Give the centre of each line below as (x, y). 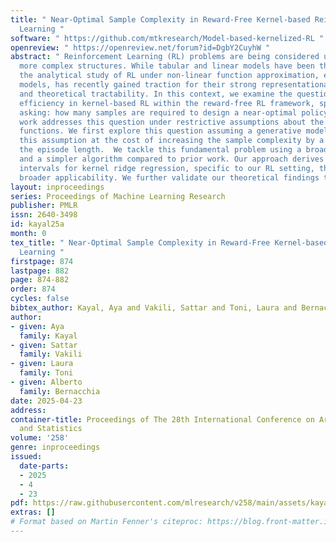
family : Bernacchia (60, 391)
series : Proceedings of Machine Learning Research (118, 196)
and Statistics (51, 429)
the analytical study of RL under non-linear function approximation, (169, 76)
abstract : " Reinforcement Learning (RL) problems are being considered (165, 57)
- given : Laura (42, 364)
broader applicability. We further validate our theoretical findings (169, 177)
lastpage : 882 (40, 271)
